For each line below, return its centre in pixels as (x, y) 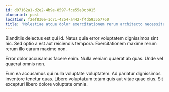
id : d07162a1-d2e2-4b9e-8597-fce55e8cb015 (50, 10)
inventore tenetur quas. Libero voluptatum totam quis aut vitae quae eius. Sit (84, 79)
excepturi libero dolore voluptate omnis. (47, 84)
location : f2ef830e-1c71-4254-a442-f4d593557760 (57, 19)
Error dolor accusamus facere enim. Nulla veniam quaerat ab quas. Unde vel (84, 59)
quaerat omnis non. (25, 64)
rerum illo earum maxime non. (36, 49)
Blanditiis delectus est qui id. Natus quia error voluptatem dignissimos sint (82, 38)
